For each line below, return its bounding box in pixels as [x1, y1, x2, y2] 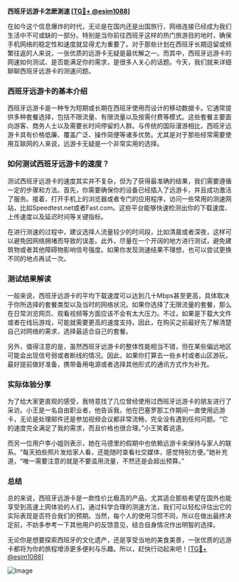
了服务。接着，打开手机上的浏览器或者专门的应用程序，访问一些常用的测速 [7, 194, 225, 203]
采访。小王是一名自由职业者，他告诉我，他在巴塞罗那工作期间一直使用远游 [7, 406, 225, 414]
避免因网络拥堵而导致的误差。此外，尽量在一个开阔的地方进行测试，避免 [13, 236, 225, 245]
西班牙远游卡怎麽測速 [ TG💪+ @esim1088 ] [7, 7, 130, 15]
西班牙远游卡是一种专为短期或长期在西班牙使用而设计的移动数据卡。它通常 [7, 103, 225, 113]
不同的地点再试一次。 [7, 254, 70, 262]
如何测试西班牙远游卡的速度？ [7, 159, 110, 169]
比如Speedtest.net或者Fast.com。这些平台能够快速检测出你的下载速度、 [19, 203, 231, 212]
